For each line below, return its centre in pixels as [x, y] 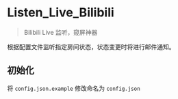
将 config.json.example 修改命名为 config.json [74, 88]
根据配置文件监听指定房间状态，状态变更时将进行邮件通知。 [91, 46]
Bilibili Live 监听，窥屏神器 [61, 32]
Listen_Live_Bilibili [61, 13]
